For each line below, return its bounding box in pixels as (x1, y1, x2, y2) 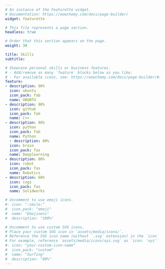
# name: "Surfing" (5, 252, 45, 257)
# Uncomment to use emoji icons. (5, 197, 74, 203)
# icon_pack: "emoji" (5, 207, 52, 212)
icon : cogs (9, 180, 32, 185)
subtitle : (5, 56, 26, 61)
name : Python (9, 134, 36, 139)
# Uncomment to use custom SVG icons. (5, 224, 84, 230)
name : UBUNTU (9, 97, 36, 102)
